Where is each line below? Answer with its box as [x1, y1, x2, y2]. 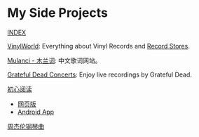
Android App [17, 107, 55, 116]
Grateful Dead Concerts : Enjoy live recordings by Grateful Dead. [7, 70, 193, 79]
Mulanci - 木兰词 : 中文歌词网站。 [7, 56, 102, 65]
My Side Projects [7, 5, 109, 21]
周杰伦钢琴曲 [7, 122, 44, 131]
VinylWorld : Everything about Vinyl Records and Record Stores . [7, 41, 191, 50]
